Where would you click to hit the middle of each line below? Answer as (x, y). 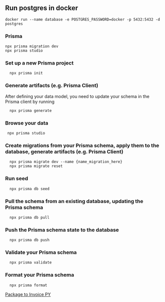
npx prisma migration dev (32, 46)
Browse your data (27, 123)
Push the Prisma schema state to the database (62, 230)
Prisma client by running (30, 101)
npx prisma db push (30, 240)
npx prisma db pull (30, 217)
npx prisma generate (31, 110)
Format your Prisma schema (40, 275)
